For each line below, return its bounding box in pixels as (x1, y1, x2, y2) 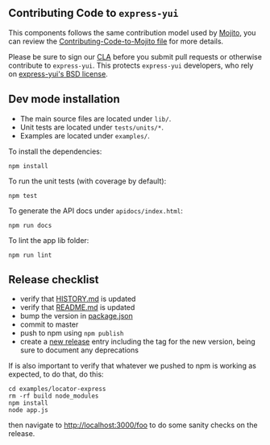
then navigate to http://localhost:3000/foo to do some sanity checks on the (8, 420, 258, 430)
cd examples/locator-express (8, 385, 106, 393)
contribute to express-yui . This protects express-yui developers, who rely (8, 60, 254, 70)
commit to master (19, 319, 79, 329)
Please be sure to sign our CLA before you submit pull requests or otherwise (8, 52, 262, 61)
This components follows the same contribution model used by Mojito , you (8, 27, 256, 37)
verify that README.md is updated (19, 303, 135, 312)
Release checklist (8, 273, 99, 286)
